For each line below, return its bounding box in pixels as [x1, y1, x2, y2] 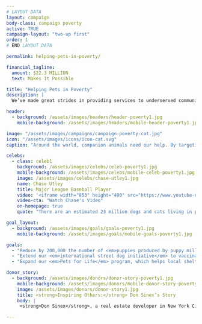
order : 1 [6, 37, 28, 43]
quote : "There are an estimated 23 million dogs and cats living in [17, 209, 192, 215]
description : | [6, 92, 44, 98]
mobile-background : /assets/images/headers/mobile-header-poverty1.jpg [17, 119, 200, 125]
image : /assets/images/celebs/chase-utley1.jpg [17, 175, 138, 181]
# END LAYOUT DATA [6, 43, 52, 49]
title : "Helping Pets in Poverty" [6, 86, 93, 92]
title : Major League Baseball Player [17, 186, 112, 192]
